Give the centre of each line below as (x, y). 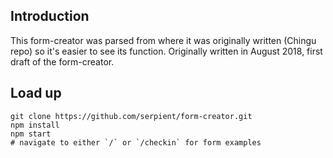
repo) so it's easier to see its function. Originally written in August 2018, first (166, 51)
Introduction (50, 16)
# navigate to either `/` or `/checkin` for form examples (136, 142)
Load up (36, 93)
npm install (35, 125)
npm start (31, 134)
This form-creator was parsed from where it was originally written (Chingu (163, 40)
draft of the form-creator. (62, 61)
